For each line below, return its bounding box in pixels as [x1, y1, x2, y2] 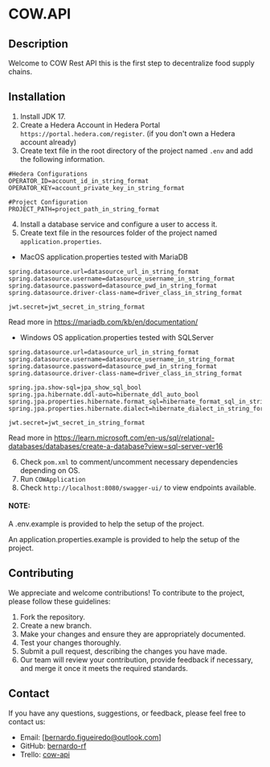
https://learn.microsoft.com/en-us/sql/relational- [53, 433, 215, 442]
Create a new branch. [19, 620, 92, 630]
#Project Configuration [8, 198, 88, 206]
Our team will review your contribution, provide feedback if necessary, [19, 654, 253, 665]
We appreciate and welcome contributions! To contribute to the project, [8, 587, 245, 597]
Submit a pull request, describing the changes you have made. [19, 646, 227, 656]
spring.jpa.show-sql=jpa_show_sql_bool [8, 383, 142, 392]
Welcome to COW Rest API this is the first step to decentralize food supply [8, 58, 255, 68]
